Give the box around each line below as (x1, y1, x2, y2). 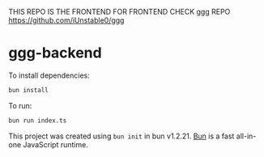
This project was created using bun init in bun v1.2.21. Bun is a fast (8, 131, 235, 141)
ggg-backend (8, 44, 103, 62)
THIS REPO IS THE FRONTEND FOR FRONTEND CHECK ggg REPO (8, 7, 231, 16)
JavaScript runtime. (23, 139, 89, 149)
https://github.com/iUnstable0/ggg (8, 15, 125, 25)
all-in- (236, 131, 257, 141)
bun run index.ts (8, 117, 67, 125)
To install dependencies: (8, 70, 91, 80)
